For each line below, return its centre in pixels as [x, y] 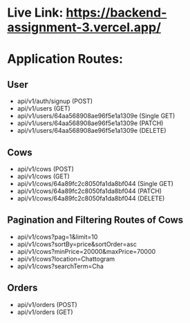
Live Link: [35, 13]
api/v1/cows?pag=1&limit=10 [57, 237]
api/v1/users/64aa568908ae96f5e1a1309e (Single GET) [96, 116]
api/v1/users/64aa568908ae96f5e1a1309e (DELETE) [92, 131]
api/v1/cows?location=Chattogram [66, 259]
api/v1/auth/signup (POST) [55, 101]
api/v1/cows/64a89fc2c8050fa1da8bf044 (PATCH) [89, 191]
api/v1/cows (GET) [44, 176]
